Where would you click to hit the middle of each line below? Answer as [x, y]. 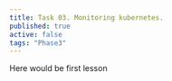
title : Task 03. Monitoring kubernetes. [87, 18]
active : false [36, 34]
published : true [40, 26]
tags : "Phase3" [38, 43]
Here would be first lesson [58, 68]
